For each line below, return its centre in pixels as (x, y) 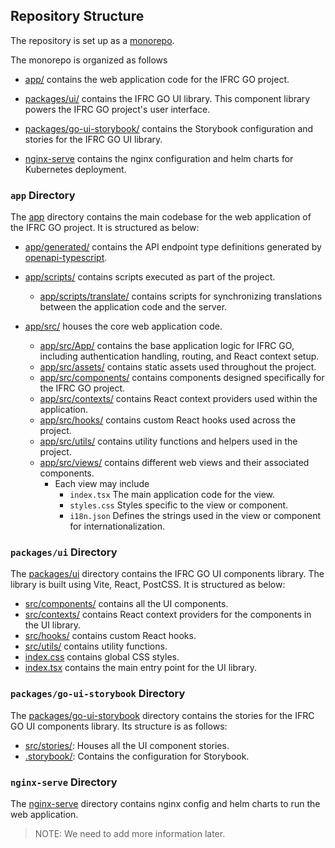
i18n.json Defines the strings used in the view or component (195, 516)
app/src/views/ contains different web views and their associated (174, 463)
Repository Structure (77, 16)
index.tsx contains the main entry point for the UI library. (140, 668)
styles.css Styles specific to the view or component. (179, 505)
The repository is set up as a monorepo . (92, 40)
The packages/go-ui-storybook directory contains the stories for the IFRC (162, 715)
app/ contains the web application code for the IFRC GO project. (157, 79)
